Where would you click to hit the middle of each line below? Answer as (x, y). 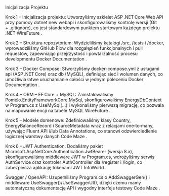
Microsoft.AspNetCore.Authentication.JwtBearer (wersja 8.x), (69, 151)
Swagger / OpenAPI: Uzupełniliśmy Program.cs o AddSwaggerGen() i (78, 177)
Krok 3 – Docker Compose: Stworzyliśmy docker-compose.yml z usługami (82, 69)
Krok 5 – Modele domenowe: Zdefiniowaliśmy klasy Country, (68, 120)
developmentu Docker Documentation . (46, 59)
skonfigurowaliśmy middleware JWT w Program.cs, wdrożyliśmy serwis (80, 157)
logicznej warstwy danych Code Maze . (46, 136)
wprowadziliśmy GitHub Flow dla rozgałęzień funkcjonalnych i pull (74, 48)
